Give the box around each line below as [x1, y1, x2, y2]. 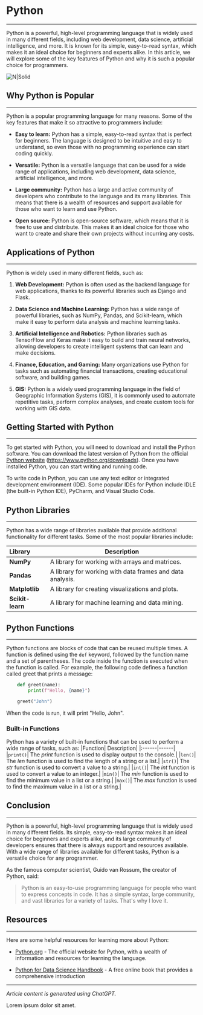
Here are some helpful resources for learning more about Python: [6, 936, 169, 943]
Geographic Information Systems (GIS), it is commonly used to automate [14, 391, 196, 399]
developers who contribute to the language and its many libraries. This [14, 192, 192, 199]
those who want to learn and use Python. [14, 205, 118, 212]
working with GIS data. [14, 404, 72, 411]
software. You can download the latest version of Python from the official [6, 450, 188, 457]
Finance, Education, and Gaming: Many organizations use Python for [14, 361, 189, 368]
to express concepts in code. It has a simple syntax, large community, [21, 891, 195, 898]
